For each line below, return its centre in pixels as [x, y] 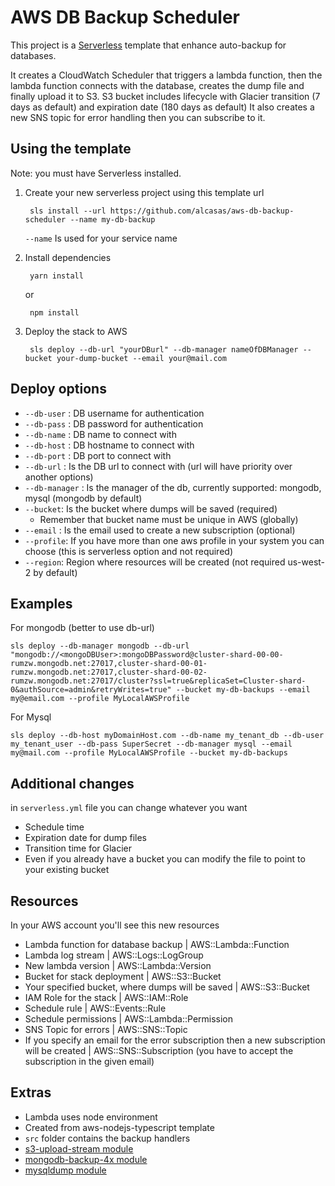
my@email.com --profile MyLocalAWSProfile [100, 699]
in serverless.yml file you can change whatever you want [129, 808]
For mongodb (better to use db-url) [82, 628]
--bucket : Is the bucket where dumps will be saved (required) [151, 508]
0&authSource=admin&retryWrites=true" [91, 690]
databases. [33, 55]
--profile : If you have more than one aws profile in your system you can [174, 540]
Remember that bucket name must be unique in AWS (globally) [169, 519]
